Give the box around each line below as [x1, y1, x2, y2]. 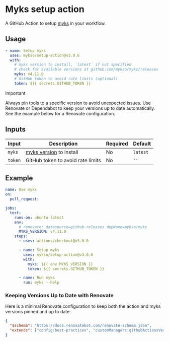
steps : [14, 234, 28, 239]
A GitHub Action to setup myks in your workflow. [5, 20, 106, 26]
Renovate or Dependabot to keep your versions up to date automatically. [5, 105, 155, 111]
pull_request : [10, 196, 39, 202]
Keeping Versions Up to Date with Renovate [5, 292, 114, 299]
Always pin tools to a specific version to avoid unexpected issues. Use [5, 100, 151, 106]
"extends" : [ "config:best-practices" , [10, 328, 92, 333]
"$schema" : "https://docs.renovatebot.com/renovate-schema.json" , [10, 323, 152, 328]
